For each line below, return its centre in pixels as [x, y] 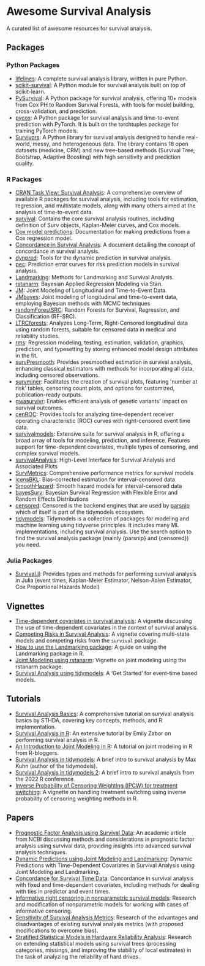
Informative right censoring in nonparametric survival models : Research [106, 898]
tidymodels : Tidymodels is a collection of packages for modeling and [102, 518]
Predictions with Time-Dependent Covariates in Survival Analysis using [105, 865]
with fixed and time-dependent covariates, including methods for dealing [107, 884]
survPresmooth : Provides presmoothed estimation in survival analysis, [104, 362]
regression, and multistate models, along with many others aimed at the [105, 205]
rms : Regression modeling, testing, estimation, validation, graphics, [100, 342]
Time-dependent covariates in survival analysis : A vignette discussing [103, 621]
